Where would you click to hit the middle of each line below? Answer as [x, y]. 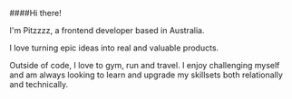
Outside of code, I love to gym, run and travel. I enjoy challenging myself [145, 65]
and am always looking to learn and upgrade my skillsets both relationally [146, 75]
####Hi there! [35, 13]
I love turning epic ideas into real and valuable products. [114, 48]
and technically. [39, 84]
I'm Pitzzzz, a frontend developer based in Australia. [107, 30]
